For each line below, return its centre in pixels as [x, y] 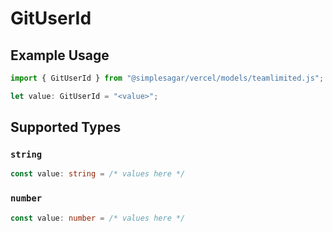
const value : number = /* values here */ [98, 218]
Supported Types [66, 127]
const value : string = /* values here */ [98, 174]
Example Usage [60, 55]
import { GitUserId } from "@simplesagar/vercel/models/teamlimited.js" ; [167, 78]
